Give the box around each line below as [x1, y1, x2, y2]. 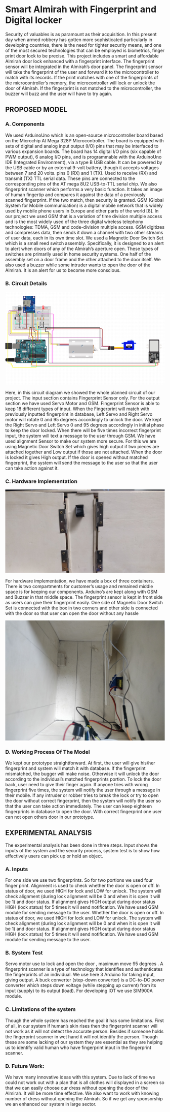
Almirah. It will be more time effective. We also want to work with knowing [5, 1090, 159, 1096]
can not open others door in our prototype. [5, 814, 95, 820]
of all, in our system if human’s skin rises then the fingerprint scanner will [5, 1023, 158, 1029]
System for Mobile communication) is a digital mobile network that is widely [5, 202, 163, 208]
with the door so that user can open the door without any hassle [5, 610, 139, 616]
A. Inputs [5, 866, 28, 873]
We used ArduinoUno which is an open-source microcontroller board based [5, 132, 163, 138]
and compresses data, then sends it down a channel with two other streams [5, 229, 163, 235]
